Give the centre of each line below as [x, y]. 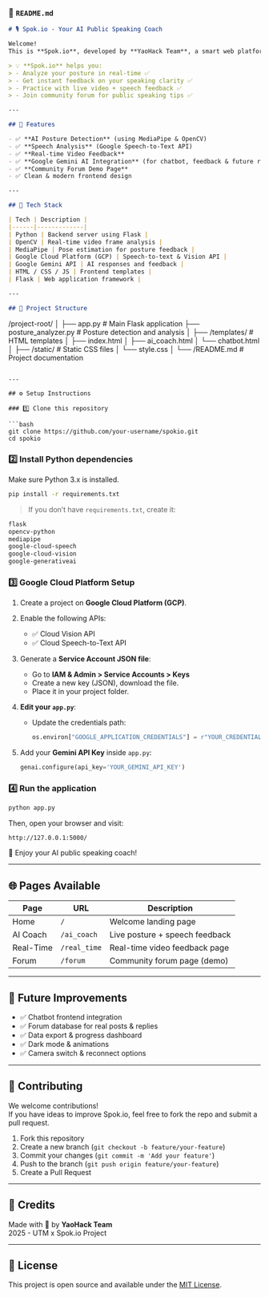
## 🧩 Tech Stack [35, 205]
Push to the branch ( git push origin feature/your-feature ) [119, 1164]
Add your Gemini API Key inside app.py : [86, 753]
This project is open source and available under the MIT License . [115, 1285]
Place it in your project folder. [80, 692]
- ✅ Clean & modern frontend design [70, 176]
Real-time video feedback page [169, 947]
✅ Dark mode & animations [64, 1044]
